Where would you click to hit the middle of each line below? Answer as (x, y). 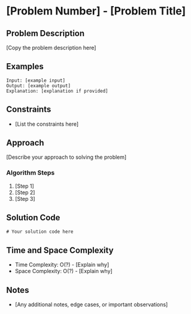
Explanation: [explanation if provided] (57, 91)
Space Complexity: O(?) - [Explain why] (63, 271)
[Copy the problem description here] (51, 48)
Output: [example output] (38, 85)
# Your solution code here (40, 232)
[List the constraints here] (47, 124)
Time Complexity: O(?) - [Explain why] (62, 265)
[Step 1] (24, 186)
